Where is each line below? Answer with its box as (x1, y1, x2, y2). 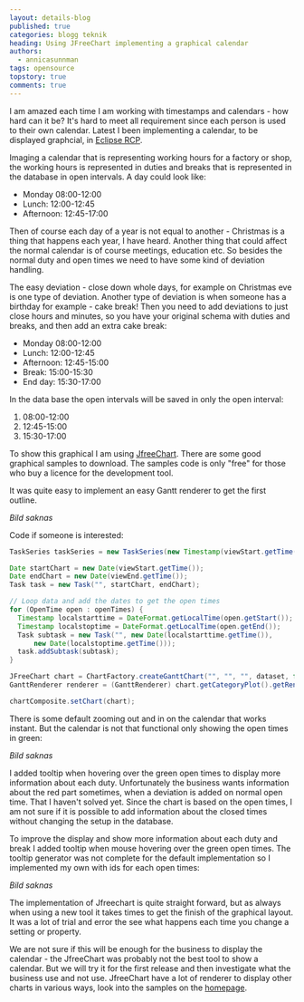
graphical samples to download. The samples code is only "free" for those (9, 458, 287, 468)
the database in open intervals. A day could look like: (9, 171, 206, 182)
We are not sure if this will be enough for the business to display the (9, 943, 263, 954)
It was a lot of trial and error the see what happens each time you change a (9, 916, 290, 927)
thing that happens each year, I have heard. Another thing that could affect (9, 235, 288, 246)
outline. (9, 495, 38, 506)
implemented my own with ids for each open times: (9, 862, 201, 872)
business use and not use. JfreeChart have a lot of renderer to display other (9, 972, 292, 983)
